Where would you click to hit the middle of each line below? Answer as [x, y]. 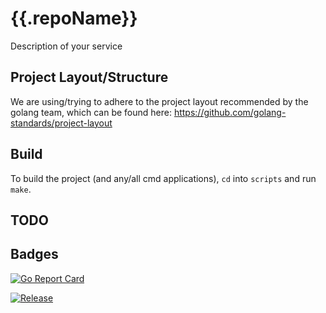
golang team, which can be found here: [91, 112]
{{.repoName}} [74, 18]
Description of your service [66, 46]
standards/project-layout [61, 123]
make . [21, 189]
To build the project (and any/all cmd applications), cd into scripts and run [163, 178]
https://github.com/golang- [230, 112]
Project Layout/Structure [89, 77]
